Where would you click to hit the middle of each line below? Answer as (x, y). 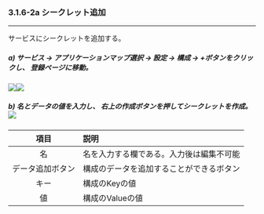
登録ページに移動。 (61, 67)
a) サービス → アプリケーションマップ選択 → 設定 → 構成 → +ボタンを (121, 57)
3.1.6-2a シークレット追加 (57, 12)
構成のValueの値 (113, 198)
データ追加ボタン (44, 169)
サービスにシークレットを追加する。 (67, 38)
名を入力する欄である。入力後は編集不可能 (161, 154)
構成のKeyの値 (110, 183)
